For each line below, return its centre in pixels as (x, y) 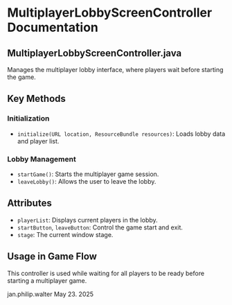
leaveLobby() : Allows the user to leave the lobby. (87, 181)
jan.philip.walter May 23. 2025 (51, 294)
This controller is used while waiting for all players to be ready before (106, 273)
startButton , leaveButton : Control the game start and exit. (100, 227)
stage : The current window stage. (65, 234)
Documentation (53, 27)
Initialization (28, 119)
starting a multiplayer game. (47, 280)
